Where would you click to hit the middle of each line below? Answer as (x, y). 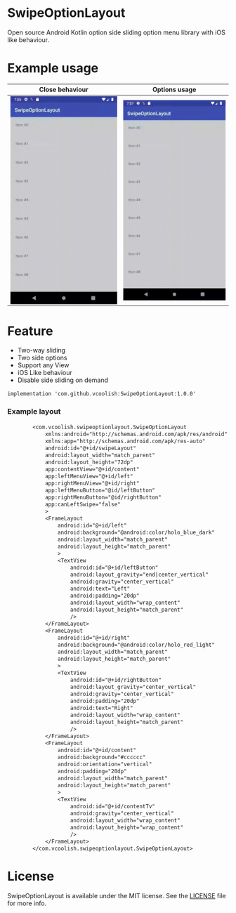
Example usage (53, 68)
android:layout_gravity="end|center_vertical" (139, 574)
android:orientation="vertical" (105, 764)
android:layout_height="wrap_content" (127, 827)
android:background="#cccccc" (101, 757)
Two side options (42, 358)
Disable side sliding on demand (63, 380)
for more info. (27, 903)
